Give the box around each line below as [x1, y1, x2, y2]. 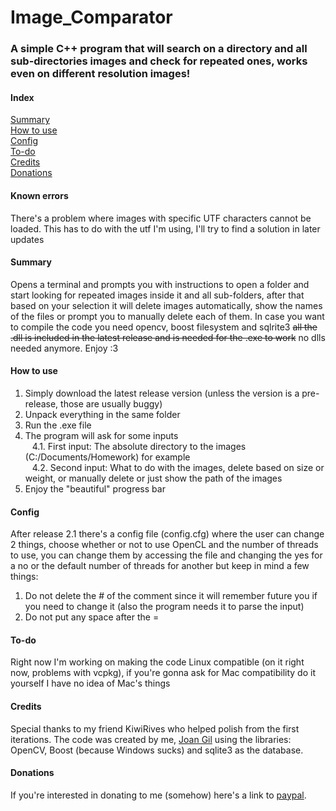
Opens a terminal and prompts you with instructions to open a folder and [10, 278, 310, 290]
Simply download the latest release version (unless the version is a [24, 387, 300, 399]
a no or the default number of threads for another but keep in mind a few [10, 560, 310, 572]
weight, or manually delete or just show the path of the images [24, 472, 283, 484]
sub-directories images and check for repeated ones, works [10, 54, 308, 68]
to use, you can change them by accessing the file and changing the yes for [10, 549, 323, 561]
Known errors [10, 189, 69, 201]
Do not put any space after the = [24, 611, 160, 623]
